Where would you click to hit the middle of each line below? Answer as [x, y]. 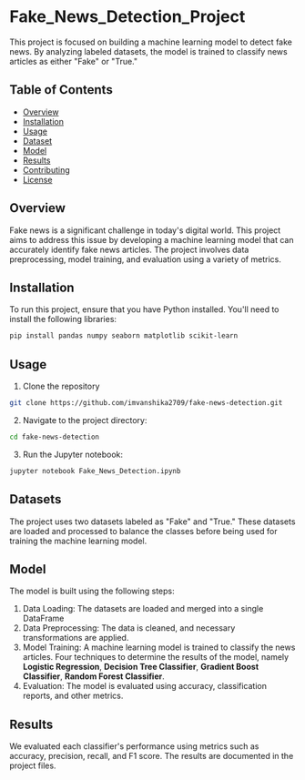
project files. [33, 765]
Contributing [46, 169]
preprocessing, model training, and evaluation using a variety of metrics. [146, 259]
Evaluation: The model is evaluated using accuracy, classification [144, 686]
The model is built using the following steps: [92, 591]
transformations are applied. [76, 638]
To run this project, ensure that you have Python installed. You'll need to [144, 309]
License [37, 179]
